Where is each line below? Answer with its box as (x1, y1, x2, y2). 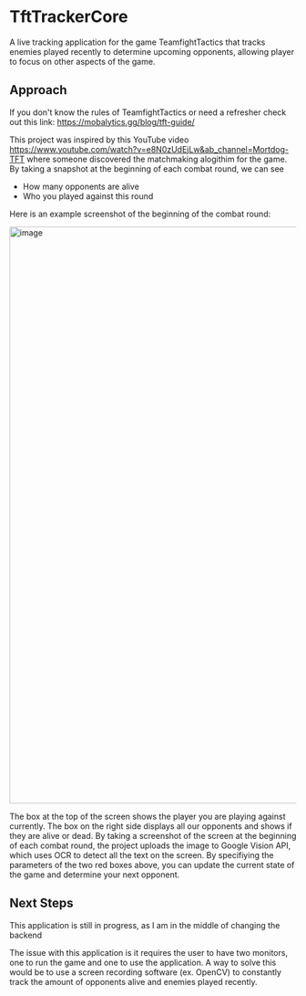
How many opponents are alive (22, 181, 139, 192)
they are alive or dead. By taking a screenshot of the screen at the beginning (9, 830, 297, 841)
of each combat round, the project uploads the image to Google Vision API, (9, 840, 291, 851)
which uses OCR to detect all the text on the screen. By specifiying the (9, 849, 274, 860)
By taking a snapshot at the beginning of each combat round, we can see (9, 163, 284, 174)
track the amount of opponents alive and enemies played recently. (9, 976, 258, 987)
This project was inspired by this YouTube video (9, 134, 189, 145)
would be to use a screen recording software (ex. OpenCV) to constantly (9, 966, 282, 978)
